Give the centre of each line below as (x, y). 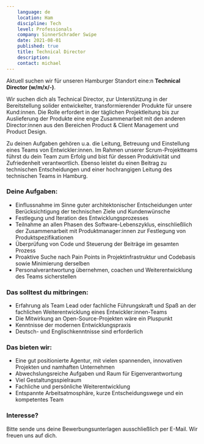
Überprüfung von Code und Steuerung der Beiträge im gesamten (97, 244)
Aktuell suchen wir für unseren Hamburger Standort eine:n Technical (93, 81)
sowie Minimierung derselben (53, 263)
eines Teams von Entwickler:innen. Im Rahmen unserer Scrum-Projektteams (102, 150)
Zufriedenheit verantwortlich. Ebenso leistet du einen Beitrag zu (86, 163)
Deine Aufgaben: (32, 191)
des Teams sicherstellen (46, 276)
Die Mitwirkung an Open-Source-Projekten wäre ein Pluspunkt (94, 319)
